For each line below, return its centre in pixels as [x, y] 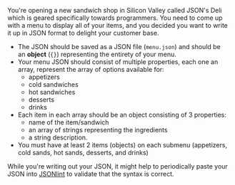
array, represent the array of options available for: [91, 69]
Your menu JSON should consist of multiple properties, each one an [118, 62]
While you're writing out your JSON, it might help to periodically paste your [118, 166]
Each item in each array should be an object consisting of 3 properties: [122, 115]
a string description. [58, 137]
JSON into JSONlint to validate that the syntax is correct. [91, 174]
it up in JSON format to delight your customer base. [83, 33]
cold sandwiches [53, 84]
